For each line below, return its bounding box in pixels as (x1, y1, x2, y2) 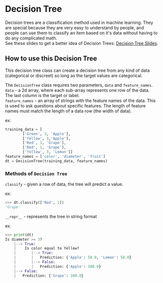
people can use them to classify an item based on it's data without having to (5, 30, 158, 36)
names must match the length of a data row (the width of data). (5, 108, 132, 114)
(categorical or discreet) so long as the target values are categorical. (5, 72, 143, 79)
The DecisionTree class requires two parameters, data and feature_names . (5, 82, 153, 88)
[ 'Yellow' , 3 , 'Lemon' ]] (22, 150, 73, 155)
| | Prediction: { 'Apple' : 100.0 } (14, 264, 101, 269)
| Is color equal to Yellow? (14, 246, 79, 251)
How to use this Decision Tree (5, 55, 97, 63)
